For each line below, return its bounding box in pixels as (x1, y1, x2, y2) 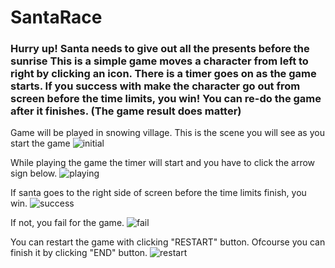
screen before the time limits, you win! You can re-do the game (10, 92, 322, 106)
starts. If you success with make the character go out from (10, 79, 301, 93)
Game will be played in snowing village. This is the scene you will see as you (10, 127, 325, 139)
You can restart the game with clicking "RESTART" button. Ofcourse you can (10, 236, 326, 248)
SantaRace (10, 6, 103, 29)
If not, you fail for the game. (10, 217, 125, 229)
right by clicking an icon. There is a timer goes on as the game (10, 67, 317, 81)
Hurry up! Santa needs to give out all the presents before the (10, 42, 310, 56)
